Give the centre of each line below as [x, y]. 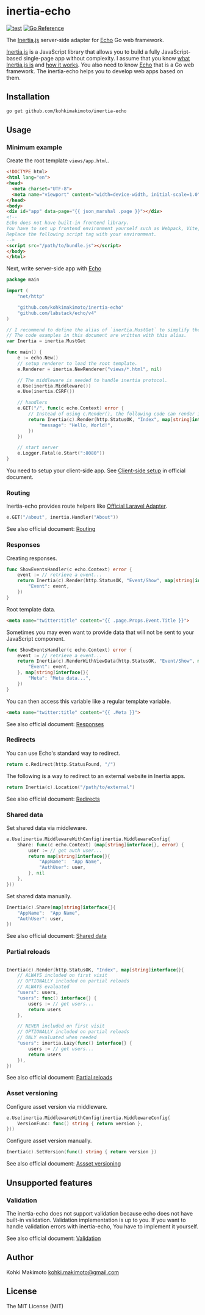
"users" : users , [38, 993]
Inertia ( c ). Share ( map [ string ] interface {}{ [61, 907]
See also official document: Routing [51, 529]
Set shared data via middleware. [47, 827]
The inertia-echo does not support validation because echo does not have [100, 1213]
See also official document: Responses [55, 724]
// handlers [32, 403]
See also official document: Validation [54, 1238]
